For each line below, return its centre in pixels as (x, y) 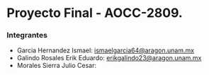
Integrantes (27, 35)
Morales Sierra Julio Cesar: (57, 66)
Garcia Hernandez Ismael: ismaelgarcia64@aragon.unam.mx (106, 50)
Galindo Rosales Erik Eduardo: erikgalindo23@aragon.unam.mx (109, 58)
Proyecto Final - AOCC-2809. (95, 13)
